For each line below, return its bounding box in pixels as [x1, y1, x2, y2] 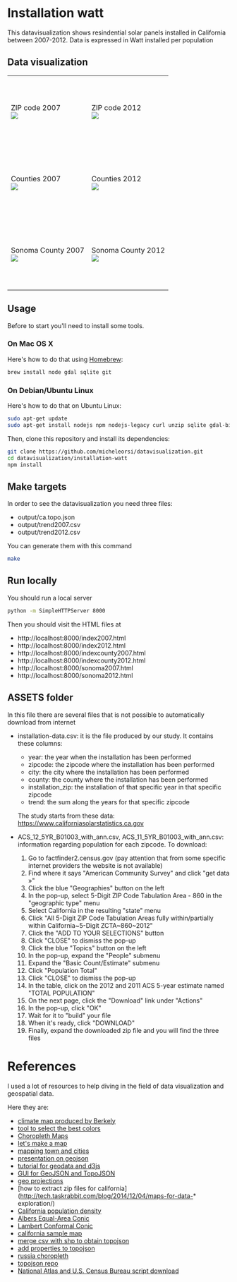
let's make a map [17, 1139, 68, 1147]
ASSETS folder [7, 691, 74, 703]
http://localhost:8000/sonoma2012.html [17, 671, 133, 679]
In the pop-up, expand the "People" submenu [28, 951, 161, 960]
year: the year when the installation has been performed [28, 753, 192, 761]
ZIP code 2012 [91, 102, 142, 112]
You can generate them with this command [7, 542, 133, 550]
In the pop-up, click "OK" [28, 1003, 102, 1012]
